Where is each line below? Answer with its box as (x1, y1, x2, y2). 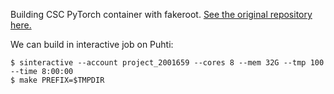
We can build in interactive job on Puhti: (10, 39, 174, 50)
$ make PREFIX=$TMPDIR (10, 75, 105, 85)
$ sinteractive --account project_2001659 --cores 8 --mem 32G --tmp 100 (10, 58, 325, 68)
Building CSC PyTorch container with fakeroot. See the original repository (10, 9, 313, 20)
